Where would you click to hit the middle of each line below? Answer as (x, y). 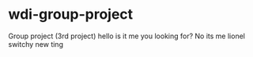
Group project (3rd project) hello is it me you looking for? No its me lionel (126, 36)
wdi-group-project (71, 14)
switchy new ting (36, 44)
